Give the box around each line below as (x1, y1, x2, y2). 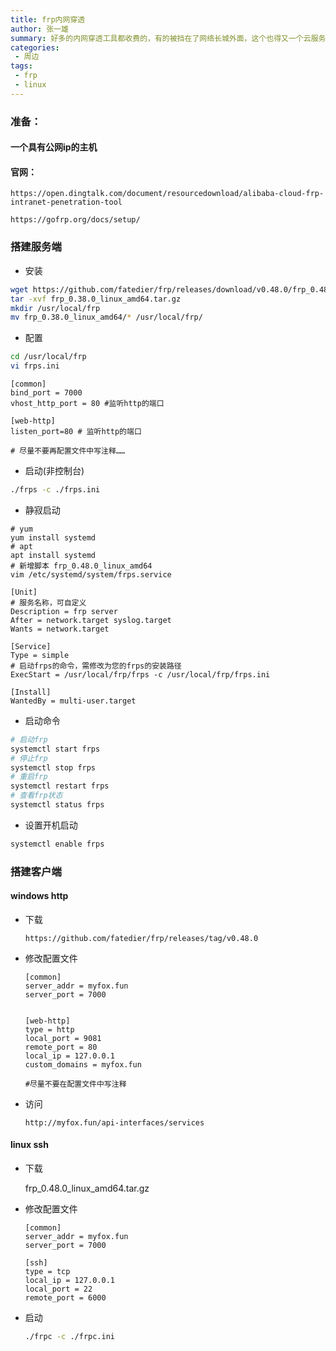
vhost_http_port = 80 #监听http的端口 (10, 399, 165, 409)
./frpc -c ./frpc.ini (24, 1332, 115, 1342)
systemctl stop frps (10, 762, 97, 773)
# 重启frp (10, 772, 48, 782)
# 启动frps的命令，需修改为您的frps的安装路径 (10, 661, 182, 671)
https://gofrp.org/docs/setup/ (10, 215, 141, 225)
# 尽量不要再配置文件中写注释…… (10, 446, 126, 456)
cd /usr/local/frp (10, 352, 87, 362)
